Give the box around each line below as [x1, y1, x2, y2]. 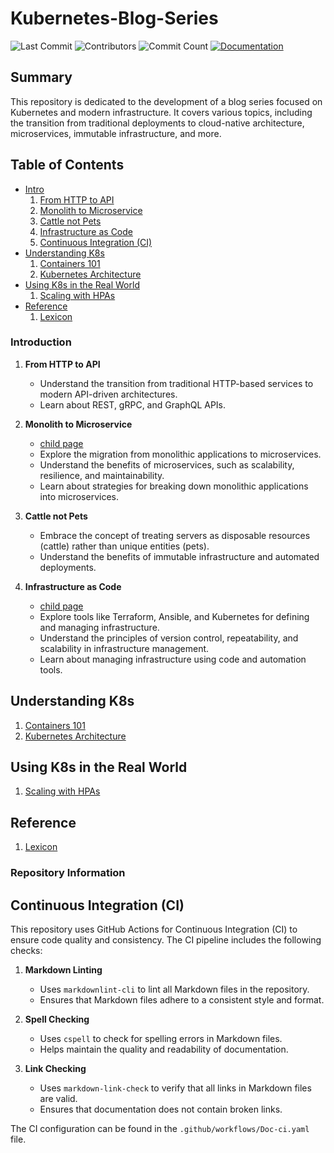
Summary [10, 69, 73, 86]
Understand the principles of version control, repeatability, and [39, 632, 299, 644]
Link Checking [24, 1063, 87, 1075]
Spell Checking [24, 1013, 90, 1026]
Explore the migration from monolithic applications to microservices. [39, 448, 322, 460]
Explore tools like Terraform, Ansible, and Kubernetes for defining [39, 610, 310, 622]
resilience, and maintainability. [39, 469, 165, 481]
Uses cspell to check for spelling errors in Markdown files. [39, 1033, 283, 1045]
